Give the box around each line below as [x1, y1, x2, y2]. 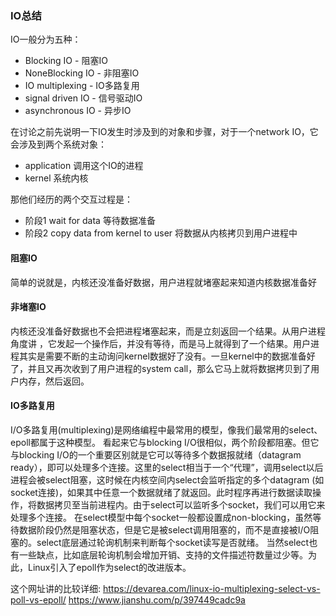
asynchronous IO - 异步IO [24, 105, 132, 117]
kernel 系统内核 [24, 172, 89, 184]
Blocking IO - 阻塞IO [24, 55, 108, 67]
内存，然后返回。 [18, 375, 90, 387]
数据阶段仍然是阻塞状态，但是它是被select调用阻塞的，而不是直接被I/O [18, 523, 311, 536]
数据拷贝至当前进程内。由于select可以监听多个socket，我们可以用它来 [36, 498, 326, 511]
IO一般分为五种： [10, 33, 82, 46]
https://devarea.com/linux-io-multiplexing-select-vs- [102, 582, 321, 594]
